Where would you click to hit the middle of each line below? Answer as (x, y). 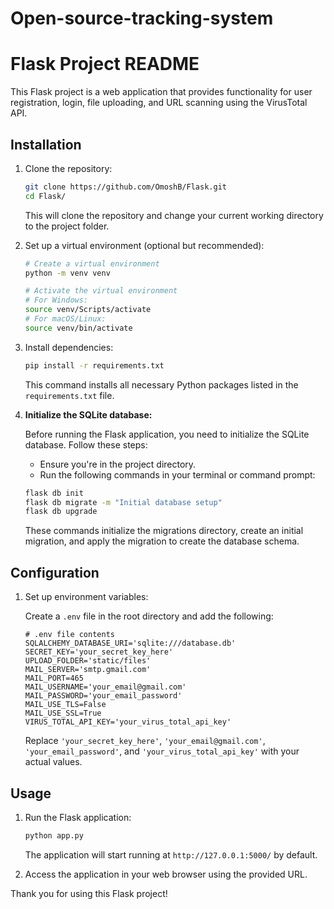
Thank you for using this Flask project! (89, 893)
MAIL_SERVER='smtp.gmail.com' (88, 670)
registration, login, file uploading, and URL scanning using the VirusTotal (159, 103)
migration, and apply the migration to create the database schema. (162, 541)
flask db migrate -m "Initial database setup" (123, 502)
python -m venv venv (67, 273)
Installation (46, 144)
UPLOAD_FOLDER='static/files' (88, 661)
